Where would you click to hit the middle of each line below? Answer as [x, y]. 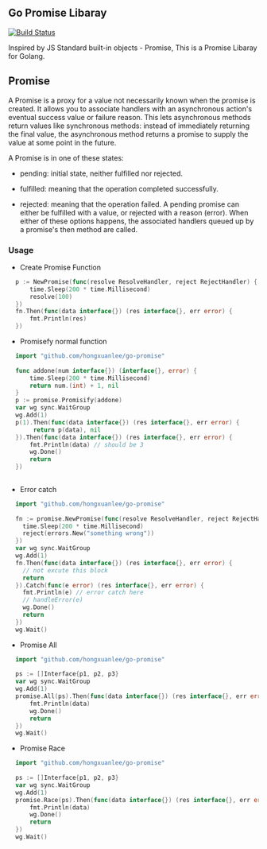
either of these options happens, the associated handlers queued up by [137, 221]
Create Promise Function [60, 267]
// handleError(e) [53, 600]
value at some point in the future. [62, 142]
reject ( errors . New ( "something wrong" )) [89, 533]
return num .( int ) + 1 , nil [74, 386]
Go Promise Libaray [58, 13]
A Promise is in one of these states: [66, 157]
